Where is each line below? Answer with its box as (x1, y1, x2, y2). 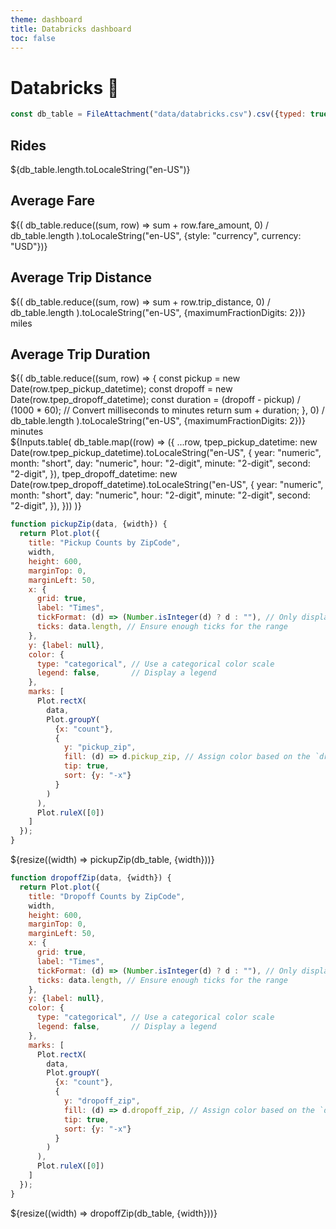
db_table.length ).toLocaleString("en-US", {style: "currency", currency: (10, 229, 302, 241)
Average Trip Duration (10, 346, 151, 363)
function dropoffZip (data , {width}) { (10, 873, 172, 883)
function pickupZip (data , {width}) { (10, 519, 168, 530)
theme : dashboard (10, 14, 83, 25)
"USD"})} (10, 240, 48, 252)
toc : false (10, 33, 56, 43)
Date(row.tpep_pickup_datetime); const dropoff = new (10, 383, 233, 395)
